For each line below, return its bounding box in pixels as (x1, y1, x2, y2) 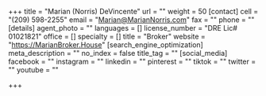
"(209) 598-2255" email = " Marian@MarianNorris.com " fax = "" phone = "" (8, 15, 255, 24)
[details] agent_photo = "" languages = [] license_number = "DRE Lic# (8, 24, 238, 32)
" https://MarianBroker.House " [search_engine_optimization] (8, 40, 204, 50)
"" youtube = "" (8, 65, 60, 74)
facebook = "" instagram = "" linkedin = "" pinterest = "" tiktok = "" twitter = (8, 57, 256, 66)
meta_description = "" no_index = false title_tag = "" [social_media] (8, 49, 228, 57)
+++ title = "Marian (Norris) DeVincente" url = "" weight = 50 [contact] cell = (8, 7, 259, 16)
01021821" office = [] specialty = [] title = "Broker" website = (8, 31, 206, 41)
